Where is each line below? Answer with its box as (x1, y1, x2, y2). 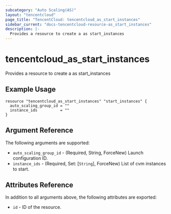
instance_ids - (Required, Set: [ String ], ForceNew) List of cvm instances (12, 160, 166, 166)
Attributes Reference (5, 180, 74, 189)
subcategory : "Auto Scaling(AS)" (5, 7, 77, 13)
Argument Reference (5, 126, 74, 135)
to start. (12, 166, 30, 172)
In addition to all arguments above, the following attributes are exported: (5, 194, 157, 200)
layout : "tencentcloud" (5, 12, 56, 17)
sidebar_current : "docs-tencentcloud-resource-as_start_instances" (5, 22, 152, 27)
